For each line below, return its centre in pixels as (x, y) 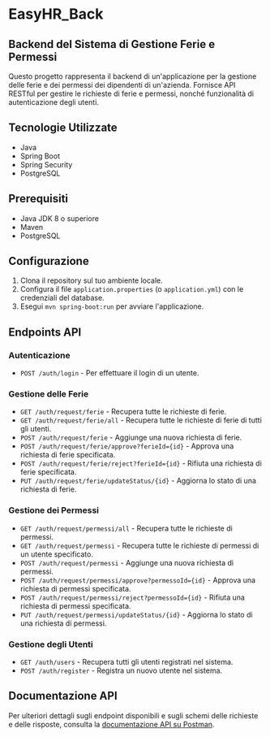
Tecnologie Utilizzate (63, 128)
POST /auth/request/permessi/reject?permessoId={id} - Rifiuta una (133, 597)
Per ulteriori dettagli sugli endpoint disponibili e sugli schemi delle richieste (133, 715)
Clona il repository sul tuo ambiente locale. (92, 280)
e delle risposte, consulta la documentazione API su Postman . (111, 724)
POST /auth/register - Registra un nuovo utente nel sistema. (121, 670)
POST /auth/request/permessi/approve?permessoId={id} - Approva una (138, 580)
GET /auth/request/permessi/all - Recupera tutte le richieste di (126, 528)
